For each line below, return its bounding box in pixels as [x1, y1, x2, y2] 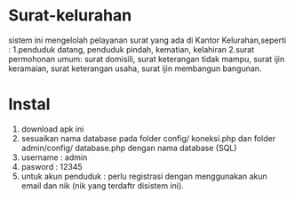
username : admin [20, 152, 88, 163]
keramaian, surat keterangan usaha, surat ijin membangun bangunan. [8, 63, 262, 74]
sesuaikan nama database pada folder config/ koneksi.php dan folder [20, 132, 276, 143]
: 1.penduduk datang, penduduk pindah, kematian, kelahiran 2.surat [8, 44, 255, 54]
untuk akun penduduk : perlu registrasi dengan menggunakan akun [20, 171, 267, 181]
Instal [8, 94, 51, 115]
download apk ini [20, 124, 84, 134]
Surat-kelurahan [8, 5, 132, 26]
